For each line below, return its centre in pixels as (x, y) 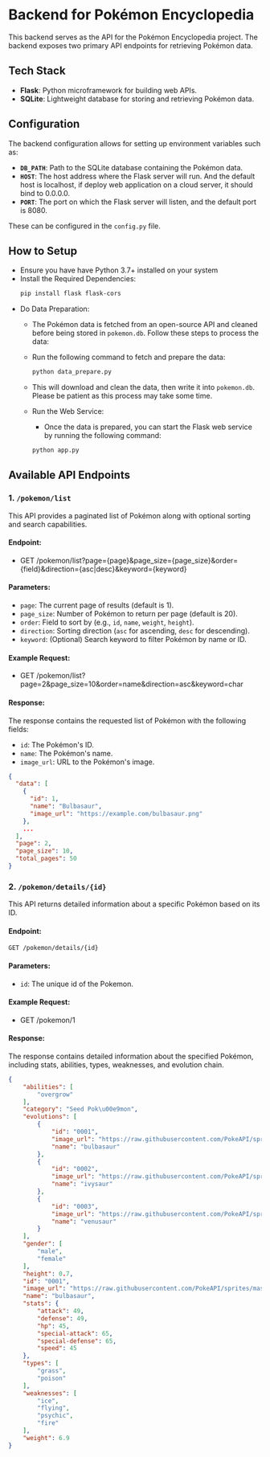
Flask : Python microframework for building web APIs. (108, 90)
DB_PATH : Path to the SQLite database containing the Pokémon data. (131, 167)
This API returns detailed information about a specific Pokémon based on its (134, 904)
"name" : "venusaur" (84, 1222)
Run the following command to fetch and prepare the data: (129, 357)
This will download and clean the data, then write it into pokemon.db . (143, 387)
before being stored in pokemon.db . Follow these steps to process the (145, 333)
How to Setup (43, 251)
